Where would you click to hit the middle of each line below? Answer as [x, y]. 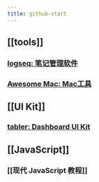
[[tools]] [25, 42]
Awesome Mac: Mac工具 [49, 83]
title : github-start [37, 14]
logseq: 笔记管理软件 [43, 63]
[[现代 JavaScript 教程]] [47, 171]
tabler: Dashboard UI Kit [49, 127]
